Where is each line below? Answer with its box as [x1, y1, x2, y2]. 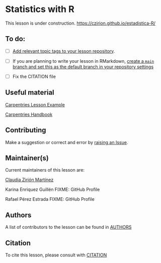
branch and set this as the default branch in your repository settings [12, 64, 154, 70]
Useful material [5, 88, 54, 97]
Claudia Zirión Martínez [5, 177, 54, 183]
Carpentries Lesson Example [5, 101, 65, 107]
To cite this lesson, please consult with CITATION [5, 252, 107, 258]
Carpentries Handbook [5, 111, 53, 117]
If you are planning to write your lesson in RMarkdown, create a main [12, 58, 154, 64]
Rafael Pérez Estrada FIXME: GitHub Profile [5, 196, 95, 202]
